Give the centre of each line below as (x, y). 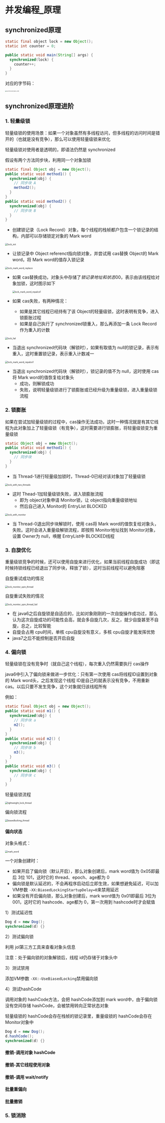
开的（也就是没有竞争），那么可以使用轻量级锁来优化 (58, 139)
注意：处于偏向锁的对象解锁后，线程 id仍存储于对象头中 (61, 958)
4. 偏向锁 (16, 652)
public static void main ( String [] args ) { (49, 55)
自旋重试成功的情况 (25, 579)
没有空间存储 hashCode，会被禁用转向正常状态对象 (57, 1006)
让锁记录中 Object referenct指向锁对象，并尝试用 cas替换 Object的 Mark (85, 254)
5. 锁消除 (15, 1115)
